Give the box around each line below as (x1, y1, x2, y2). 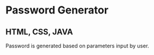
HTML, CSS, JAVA (5, 27, 73, 37)
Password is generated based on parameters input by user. (5, 42, 149, 49)
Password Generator (5, 4, 109, 17)
